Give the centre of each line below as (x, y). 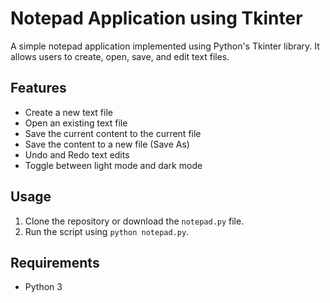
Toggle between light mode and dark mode (113, 165)
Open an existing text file (76, 123)
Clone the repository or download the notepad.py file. (134, 221)
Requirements (55, 262)
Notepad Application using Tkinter (156, 18)
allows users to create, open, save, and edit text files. (120, 56)
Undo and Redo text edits (77, 154)
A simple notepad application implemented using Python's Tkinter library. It (165, 46)
